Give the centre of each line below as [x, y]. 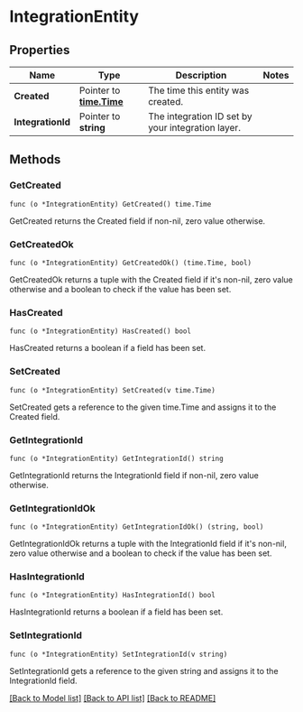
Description [201, 75]
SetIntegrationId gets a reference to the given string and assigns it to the [144, 670]
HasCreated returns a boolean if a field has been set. [107, 348]
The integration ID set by [200, 116]
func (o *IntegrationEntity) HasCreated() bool [101, 331]
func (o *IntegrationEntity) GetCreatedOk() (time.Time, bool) [131, 263]
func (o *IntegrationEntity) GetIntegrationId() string [116, 458]
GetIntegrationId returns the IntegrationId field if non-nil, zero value [134, 475]
